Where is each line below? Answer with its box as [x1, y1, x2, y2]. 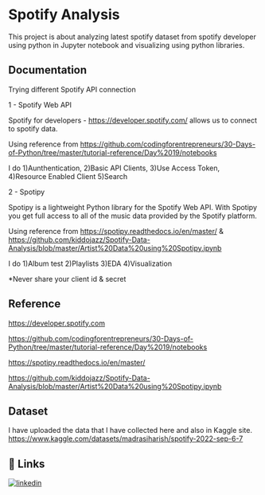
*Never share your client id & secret [8, 274, 127, 283]
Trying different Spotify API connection [8, 84, 137, 94]
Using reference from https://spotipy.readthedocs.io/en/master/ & [8, 226, 224, 236]
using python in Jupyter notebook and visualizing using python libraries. [8, 40, 245, 49]
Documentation [8, 64, 88, 77]
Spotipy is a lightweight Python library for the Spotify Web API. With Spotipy [8, 202, 257, 212]
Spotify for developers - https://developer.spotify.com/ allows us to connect [8, 115, 257, 125]
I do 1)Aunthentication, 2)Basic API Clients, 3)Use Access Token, [8, 163, 220, 173]
